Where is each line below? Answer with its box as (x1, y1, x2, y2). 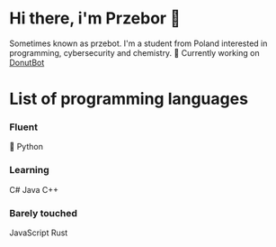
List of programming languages (9, 89, 249, 109)
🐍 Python (9, 142, 43, 152)
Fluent (9, 121, 39, 133)
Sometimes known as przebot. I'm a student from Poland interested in (9, 38, 268, 49)
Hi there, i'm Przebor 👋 (9, 8, 182, 29)
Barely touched (9, 206, 78, 219)
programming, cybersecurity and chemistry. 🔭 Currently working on (9, 47, 260, 58)
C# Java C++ (9, 184, 59, 195)
